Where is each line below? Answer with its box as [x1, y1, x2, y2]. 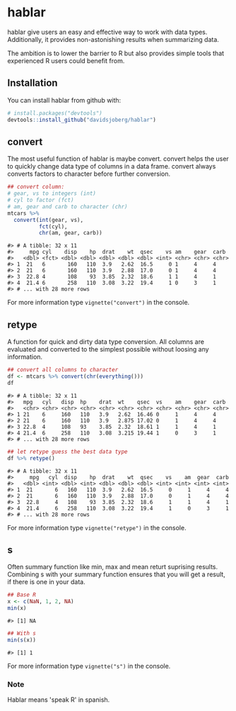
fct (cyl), [38, 223, 69, 230]
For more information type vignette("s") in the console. [7, 661, 171, 670]
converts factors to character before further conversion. [7, 169, 171, 178]
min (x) [7, 605, 27, 612]
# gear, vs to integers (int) [7, 190, 97, 197]
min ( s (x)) [7, 636, 37, 644]
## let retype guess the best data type [7, 448, 129, 455]
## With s [7, 629, 37, 637]
